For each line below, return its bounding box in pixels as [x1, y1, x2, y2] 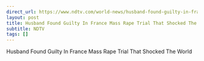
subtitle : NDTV [6, 25, 45, 32]
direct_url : [6, 8, 36, 15]
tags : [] [6, 31, 29, 37]
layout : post [6, 14, 39, 21]
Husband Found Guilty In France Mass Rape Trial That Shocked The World [6, 48, 192, 55]
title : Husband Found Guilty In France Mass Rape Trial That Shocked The [6, 20, 197, 26]
